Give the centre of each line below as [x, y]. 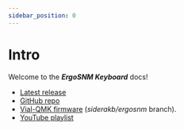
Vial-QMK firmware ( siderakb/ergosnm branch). [98, 109]
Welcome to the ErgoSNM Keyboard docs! [78, 77]
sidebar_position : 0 [42, 15]
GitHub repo [40, 101]
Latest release [43, 92]
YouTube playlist [46, 117]
